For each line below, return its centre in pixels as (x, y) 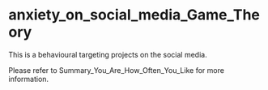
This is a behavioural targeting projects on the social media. (108, 54)
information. (29, 79)
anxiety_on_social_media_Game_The (134, 15)
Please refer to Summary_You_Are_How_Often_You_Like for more (117, 70)
